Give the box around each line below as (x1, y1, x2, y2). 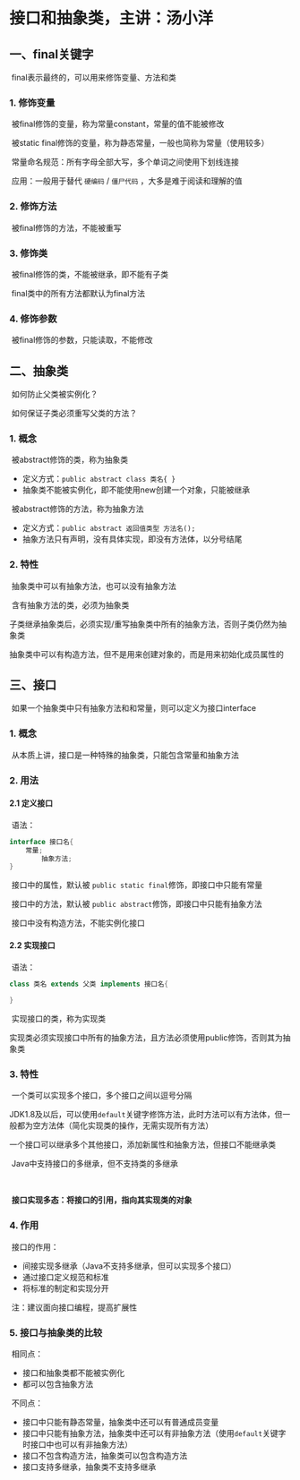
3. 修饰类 (9, 247, 48, 260)
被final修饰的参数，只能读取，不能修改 (11, 335, 154, 346)
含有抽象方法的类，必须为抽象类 (11, 599, 130, 610)
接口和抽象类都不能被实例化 (21, 1367, 125, 1379)
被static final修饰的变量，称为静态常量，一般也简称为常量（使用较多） (11, 138, 270, 149)
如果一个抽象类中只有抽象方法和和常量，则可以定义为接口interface (11, 703, 257, 714)
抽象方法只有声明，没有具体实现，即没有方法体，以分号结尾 (21, 534, 243, 544)
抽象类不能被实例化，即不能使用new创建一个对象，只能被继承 (21, 484, 251, 495)
